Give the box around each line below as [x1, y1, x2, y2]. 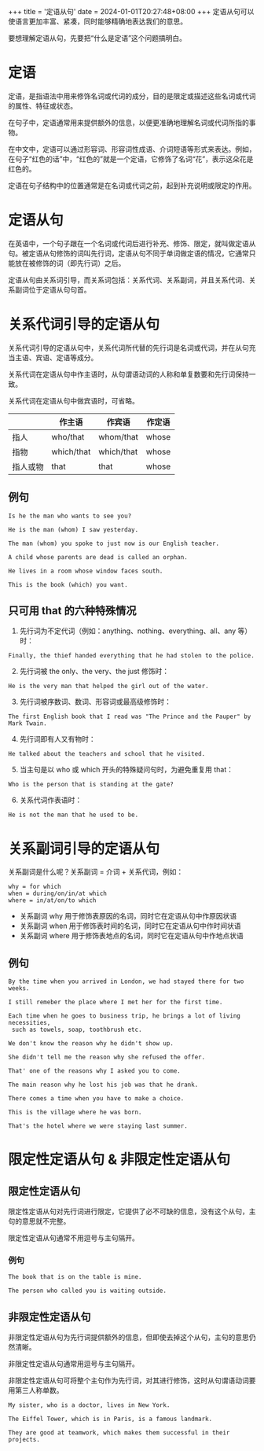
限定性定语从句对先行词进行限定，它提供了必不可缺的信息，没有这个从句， [8, 1206, 249, 1217]
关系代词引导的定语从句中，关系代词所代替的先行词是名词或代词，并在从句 [8, 343, 249, 352]
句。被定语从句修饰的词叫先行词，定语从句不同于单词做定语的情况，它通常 [8, 249, 249, 258]
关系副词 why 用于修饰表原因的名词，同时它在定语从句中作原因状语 [19, 911, 237, 921]
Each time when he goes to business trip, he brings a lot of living [8, 1012, 241, 1020]
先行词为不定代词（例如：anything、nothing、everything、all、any [19, 626, 236, 635]
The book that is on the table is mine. [8, 1273, 143, 1281]
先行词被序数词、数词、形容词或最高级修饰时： [19, 697, 171, 706]
